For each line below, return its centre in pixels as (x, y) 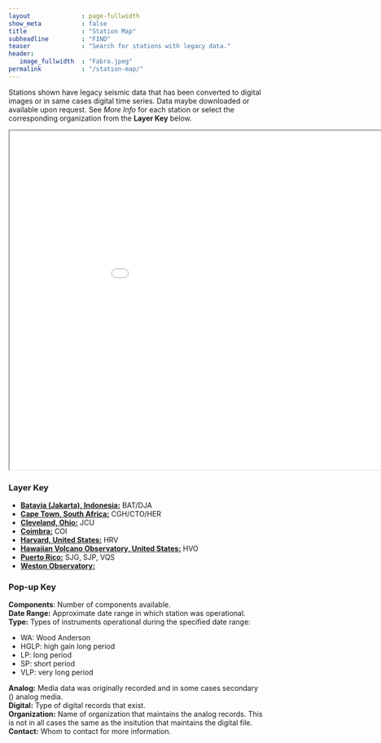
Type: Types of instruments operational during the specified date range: (129, 622)
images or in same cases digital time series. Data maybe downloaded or (129, 101)
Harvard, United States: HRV (69, 540)
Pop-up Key (33, 587)
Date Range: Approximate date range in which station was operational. (127, 613)
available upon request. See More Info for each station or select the (121, 109)
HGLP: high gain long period (68, 646)
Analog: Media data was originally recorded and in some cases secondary (134, 688)
